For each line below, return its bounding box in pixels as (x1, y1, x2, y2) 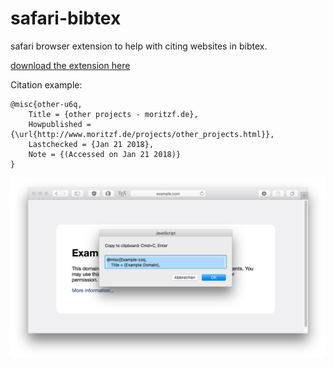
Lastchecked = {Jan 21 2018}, (28, 139, 155, 149)
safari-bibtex (10, 7, 122, 30)
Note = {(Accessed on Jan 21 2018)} (28, 149, 182, 159)
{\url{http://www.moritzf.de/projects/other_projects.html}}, (10, 129, 275, 139)
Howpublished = (28, 119, 92, 129)
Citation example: (10, 78, 83, 91)
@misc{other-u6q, (10, 99, 83, 109)
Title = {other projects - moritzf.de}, (28, 109, 199, 119)
